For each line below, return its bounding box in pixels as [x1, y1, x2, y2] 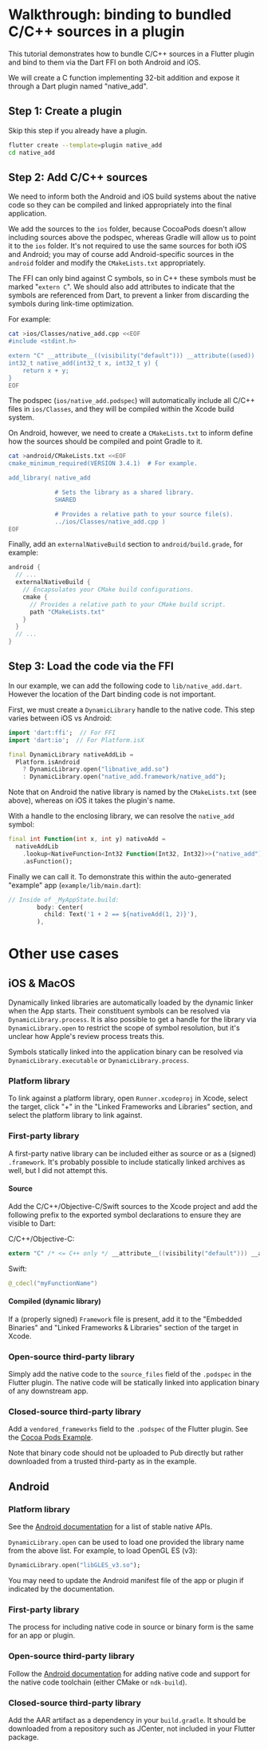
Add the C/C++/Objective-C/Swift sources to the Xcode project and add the [8, 1201, 258, 1211]
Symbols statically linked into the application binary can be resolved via [8, 1047, 243, 1057]
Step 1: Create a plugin [8, 105, 122, 118]
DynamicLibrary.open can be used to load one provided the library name [8, 1538, 245, 1547]
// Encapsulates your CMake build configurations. [22, 586, 195, 594]
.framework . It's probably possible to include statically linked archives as [8, 1157, 246, 1167]
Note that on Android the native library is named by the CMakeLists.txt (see [8, 788, 257, 797]
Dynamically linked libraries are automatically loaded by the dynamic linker [8, 997, 254, 1007]
